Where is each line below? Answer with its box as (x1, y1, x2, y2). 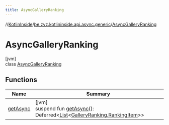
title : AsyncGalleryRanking (5, 7, 64, 13)
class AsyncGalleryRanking (5, 61, 62, 67)
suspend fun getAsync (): (35, 105, 94, 112)
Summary (86, 90, 111, 97)
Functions (5, 75, 38, 84)
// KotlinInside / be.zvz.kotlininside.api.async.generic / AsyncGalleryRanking (5, 21, 157, 27)
